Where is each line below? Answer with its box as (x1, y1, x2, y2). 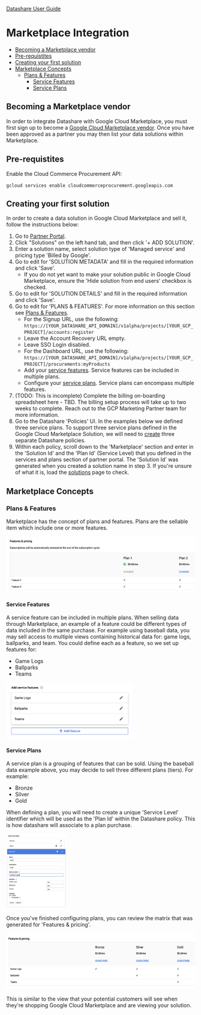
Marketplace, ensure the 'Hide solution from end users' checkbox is (23, 277, 192, 285)
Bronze (14, 784, 33, 792)
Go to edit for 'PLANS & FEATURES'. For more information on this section (14, 303, 195, 310)
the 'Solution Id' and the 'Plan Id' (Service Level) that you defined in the (14, 450, 192, 457)
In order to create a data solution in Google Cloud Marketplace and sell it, (6, 214, 187, 222)
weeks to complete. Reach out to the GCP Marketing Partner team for (14, 405, 187, 412)
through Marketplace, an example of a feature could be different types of (6, 620, 187, 628)
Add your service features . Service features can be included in (23, 366, 179, 374)
